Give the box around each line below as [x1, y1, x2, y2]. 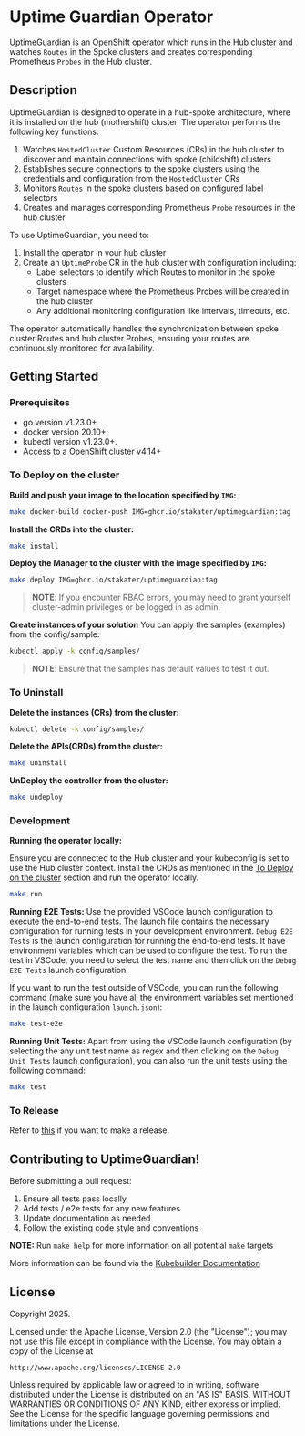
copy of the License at [9, 1346, 94, 1357]
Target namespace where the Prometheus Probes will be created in [36, 286, 290, 297]
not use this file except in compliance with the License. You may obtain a [9, 1336, 282, 1347]
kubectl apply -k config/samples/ [9, 646, 141, 656]
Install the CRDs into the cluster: [9, 523, 135, 535]
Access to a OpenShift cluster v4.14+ [22, 445, 162, 457]
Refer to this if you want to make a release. [9, 1125, 170, 1136]
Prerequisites [9, 396, 70, 409]
